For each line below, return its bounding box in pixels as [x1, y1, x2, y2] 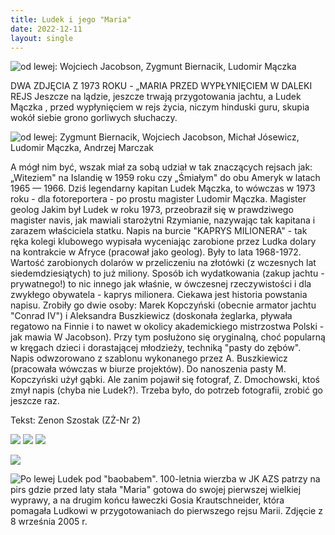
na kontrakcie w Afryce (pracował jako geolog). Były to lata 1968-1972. [10, 246, 302, 258]
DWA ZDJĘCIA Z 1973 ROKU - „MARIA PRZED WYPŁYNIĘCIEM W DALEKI [10, 80, 313, 92]
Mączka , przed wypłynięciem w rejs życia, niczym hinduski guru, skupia [10, 101, 310, 113]
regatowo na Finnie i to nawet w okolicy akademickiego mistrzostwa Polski [10, 321, 318, 333]
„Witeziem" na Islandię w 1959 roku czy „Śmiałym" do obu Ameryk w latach [10, 172, 321, 184]
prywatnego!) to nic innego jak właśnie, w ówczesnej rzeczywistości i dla [10, 278, 312, 290]
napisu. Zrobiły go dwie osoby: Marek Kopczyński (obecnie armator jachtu [10, 299, 317, 311]
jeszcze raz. [10, 395, 60, 407]
